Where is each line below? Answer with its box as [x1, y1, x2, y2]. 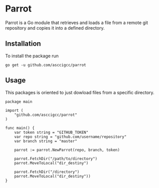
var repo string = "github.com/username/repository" [14, 134, 127, 139]
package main [5, 99, 33, 104]
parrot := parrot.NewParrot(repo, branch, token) [14, 147, 120, 152]
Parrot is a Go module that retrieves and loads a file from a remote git [5, 20, 148, 26]
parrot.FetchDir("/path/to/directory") [14, 156, 98, 161]
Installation [5, 40, 41, 48]
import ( [5, 108, 24, 113]
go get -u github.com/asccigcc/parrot [5, 62, 86, 68]
